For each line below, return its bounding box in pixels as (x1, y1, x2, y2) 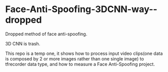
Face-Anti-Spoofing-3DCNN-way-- (5, 4, 158, 15)
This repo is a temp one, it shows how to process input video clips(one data (5, 50, 163, 56)
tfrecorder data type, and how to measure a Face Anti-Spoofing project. (5, 61, 155, 67)
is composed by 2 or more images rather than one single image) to (5, 55, 144, 61)
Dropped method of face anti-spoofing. (5, 31, 88, 37)
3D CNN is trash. (5, 40, 40, 46)
